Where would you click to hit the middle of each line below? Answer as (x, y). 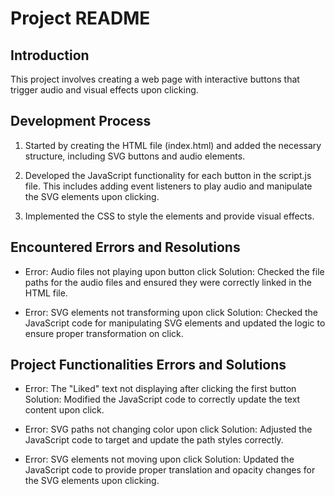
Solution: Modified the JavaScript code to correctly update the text (162, 399)
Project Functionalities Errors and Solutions (148, 365)
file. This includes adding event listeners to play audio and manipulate (168, 186)
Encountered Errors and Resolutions (125, 247)
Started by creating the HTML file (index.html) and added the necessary (173, 145)
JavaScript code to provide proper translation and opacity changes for (170, 470)
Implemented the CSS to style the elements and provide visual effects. (169, 216)
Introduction (50, 55)
